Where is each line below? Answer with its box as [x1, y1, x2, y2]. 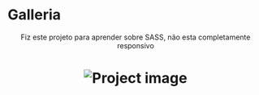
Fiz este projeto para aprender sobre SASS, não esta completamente [20, 32, 251, 42]
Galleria [7, 6, 62, 24]
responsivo [116, 40, 155, 50]
